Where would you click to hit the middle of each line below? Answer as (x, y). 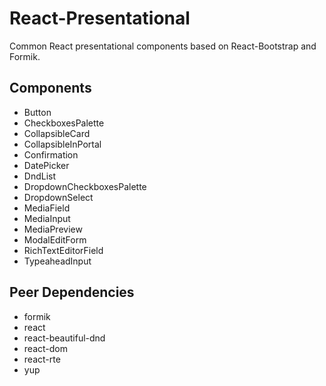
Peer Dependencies (72, 292)
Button (37, 112)
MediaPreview (53, 229)
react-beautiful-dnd (64, 338)
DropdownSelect (58, 197)
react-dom (45, 348)
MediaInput (47, 218)
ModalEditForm (55, 239)
